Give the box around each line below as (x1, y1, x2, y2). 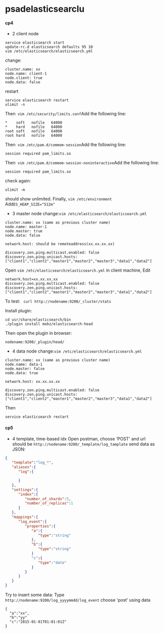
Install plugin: (5, 308, 32, 314)
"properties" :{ (24, 524, 56, 529)
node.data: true (5, 371, 38, 376)
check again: (5, 178, 31, 184)
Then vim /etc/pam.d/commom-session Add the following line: (5, 142, 126, 148)
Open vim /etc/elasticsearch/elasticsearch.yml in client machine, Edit (5, 267, 151, 273)
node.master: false (5, 366, 45, 371)
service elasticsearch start (5, 40, 65, 45)
